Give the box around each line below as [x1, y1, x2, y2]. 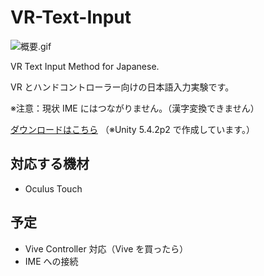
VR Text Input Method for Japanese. [10, 60, 160, 72]
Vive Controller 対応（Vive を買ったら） [24, 242, 189, 255]
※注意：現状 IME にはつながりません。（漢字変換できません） [10, 102, 260, 114]
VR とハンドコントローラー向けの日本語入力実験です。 [10, 81, 235, 93]
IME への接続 [24, 255, 79, 267]
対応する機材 [10, 156, 90, 173]
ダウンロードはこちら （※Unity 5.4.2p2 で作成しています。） [10, 123, 255, 135]
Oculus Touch [24, 182, 83, 195]
